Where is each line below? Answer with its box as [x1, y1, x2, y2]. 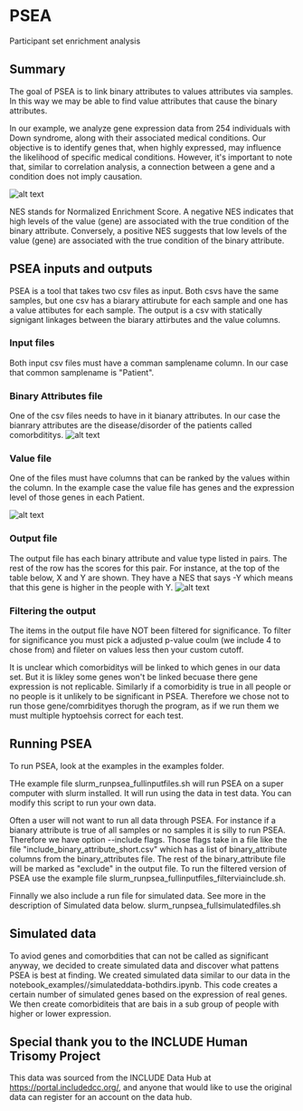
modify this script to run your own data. [9, 797, 156, 808]
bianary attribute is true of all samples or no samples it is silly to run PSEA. [9, 824, 287, 835]
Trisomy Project [9, 1048, 101, 1064]
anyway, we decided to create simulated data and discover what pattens [9, 960, 279, 970]
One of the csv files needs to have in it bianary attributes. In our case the [9, 410, 280, 422]
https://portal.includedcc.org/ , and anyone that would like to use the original [9, 1082, 292, 1093]
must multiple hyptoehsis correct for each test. [9, 710, 184, 721]
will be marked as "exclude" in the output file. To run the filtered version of [9, 862, 287, 873]
